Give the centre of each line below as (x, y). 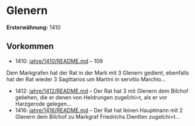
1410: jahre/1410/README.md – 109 (59, 61)
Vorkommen (30, 46)
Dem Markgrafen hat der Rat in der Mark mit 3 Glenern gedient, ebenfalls (98, 73)
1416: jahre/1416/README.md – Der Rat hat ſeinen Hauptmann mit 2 (99, 110)
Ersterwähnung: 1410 (33, 27)
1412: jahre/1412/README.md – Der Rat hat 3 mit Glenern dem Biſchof (102, 91)
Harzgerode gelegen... (43, 104)
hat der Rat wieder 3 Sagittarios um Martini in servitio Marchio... (86, 79)
